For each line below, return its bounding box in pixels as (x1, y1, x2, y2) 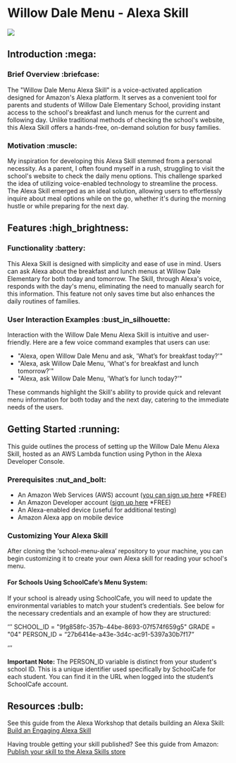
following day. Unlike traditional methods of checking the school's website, (7, 115, 225, 124)
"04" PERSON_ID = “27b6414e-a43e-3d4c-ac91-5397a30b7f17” (7, 630, 195, 638)
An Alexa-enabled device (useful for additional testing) (17, 506, 177, 515)
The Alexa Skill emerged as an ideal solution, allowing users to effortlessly (7, 186, 223, 195)
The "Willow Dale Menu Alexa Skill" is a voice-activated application (7, 85, 202, 94)
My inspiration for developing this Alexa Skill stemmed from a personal (7, 157, 213, 165)
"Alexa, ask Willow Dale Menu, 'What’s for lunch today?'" (17, 374, 182, 383)
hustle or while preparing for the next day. (7, 201, 129, 210)
